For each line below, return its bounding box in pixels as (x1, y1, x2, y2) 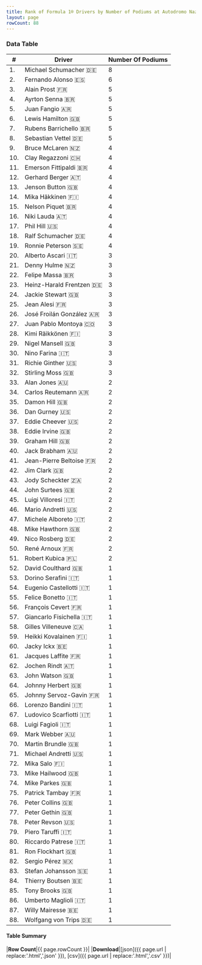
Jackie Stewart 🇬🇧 (25, 290, 79, 298)
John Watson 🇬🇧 (25, 671, 75, 679)
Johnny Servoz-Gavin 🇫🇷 (25, 691, 100, 699)
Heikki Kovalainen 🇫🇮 (25, 632, 87, 640)
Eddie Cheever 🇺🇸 (25, 417, 79, 426)
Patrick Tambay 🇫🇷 (25, 788, 81, 797)
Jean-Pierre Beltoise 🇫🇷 (25, 456, 96, 465)
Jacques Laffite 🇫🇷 (25, 652, 81, 660)
